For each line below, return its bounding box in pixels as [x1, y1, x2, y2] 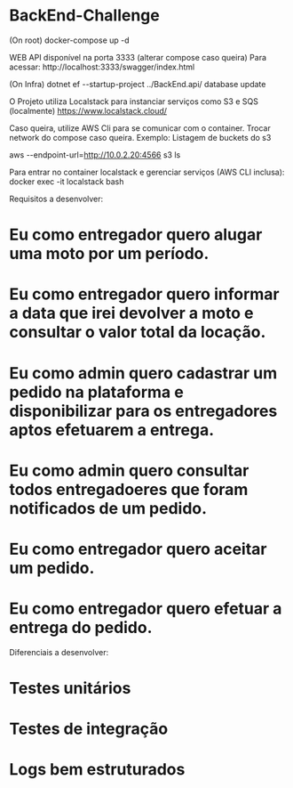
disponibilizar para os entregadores [9, 401, 278, 421]
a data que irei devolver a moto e [9, 304, 254, 323]
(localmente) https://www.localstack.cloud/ [9, 105, 167, 116]
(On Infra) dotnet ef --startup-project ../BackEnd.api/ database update [9, 78, 266, 89]
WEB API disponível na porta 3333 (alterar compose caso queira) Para [9, 52, 267, 62]
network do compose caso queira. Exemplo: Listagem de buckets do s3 [9, 132, 272, 142]
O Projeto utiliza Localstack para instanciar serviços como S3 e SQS [9, 95, 259, 107]
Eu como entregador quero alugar [9, 224, 263, 245]
